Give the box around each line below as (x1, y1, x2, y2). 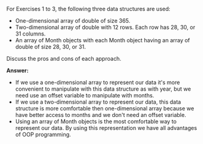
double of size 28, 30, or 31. (15, 43, 86, 50)
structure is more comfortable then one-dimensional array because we (15, 105, 194, 112)
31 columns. (15, 30, 46, 37)
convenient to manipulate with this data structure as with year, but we (15, 85, 191, 93)
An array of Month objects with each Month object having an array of (15, 37, 190, 44)
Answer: (6, 67, 29, 74)
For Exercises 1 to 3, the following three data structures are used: (6, 6, 170, 12)
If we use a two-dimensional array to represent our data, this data (15, 98, 182, 105)
